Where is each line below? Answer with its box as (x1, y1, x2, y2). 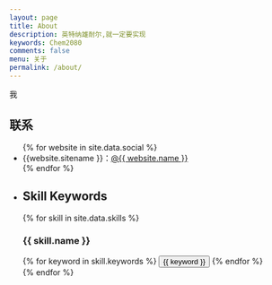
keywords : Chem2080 (9, 38, 83, 47)
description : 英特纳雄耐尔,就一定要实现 (9, 30, 146, 39)
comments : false (9, 47, 70, 56)
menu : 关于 (9, 55, 48, 64)
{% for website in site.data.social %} (22, 142, 158, 152)
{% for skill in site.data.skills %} (22, 212, 140, 223)
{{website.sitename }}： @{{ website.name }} (22, 152, 189, 163)
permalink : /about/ (9, 64, 83, 73)
